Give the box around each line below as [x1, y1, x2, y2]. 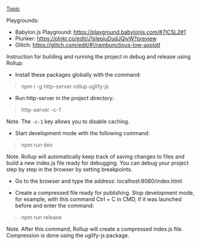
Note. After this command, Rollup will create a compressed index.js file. [6, 226, 184, 232]
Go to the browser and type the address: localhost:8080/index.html [14, 177, 183, 185]
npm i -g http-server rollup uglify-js [20, 83, 109, 90]
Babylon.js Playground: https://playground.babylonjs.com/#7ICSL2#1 [14, 28, 186, 36]
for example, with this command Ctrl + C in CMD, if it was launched [14, 196, 182, 203]
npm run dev [20, 141, 53, 148]
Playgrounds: [6, 17, 39, 24]
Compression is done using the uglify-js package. [6, 232, 130, 239]
